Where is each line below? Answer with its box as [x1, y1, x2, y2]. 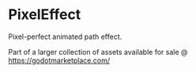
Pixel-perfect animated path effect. [8, 32, 122, 41]
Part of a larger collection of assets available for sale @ [8, 47, 188, 56]
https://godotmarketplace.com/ [8, 56, 111, 65]
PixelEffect [8, 6, 81, 24]
